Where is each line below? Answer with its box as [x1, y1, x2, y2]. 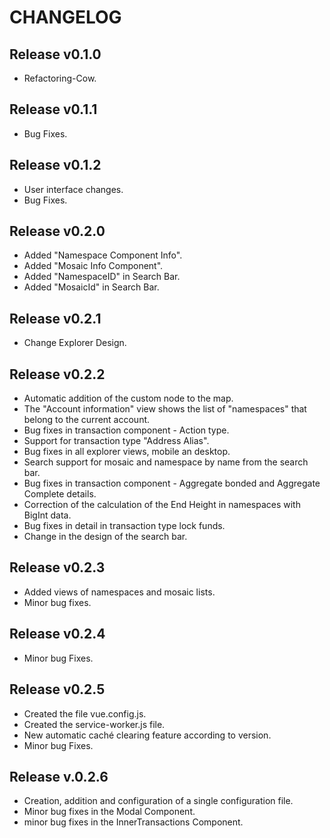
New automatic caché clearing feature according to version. [23, 729, 272, 741]
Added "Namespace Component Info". [23, 249, 183, 261]
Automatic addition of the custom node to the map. [23, 392, 234, 405]
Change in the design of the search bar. [23, 531, 188, 543]
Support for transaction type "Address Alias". [23, 435, 210, 447]
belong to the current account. [23, 414, 151, 426]
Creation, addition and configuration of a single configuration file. [23, 795, 294, 807]
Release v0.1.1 [9, 101, 98, 118]
